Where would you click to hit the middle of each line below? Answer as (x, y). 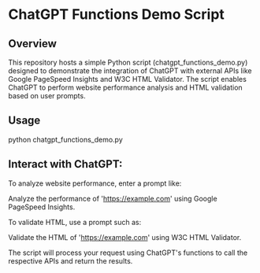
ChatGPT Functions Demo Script (116, 15)
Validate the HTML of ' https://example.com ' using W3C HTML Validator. (125, 237)
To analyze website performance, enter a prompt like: (95, 183)
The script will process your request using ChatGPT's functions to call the (128, 253)
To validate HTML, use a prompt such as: (75, 222)
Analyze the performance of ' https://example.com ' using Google (113, 198)
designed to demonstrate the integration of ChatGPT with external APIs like (130, 71)
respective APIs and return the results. (71, 260)
